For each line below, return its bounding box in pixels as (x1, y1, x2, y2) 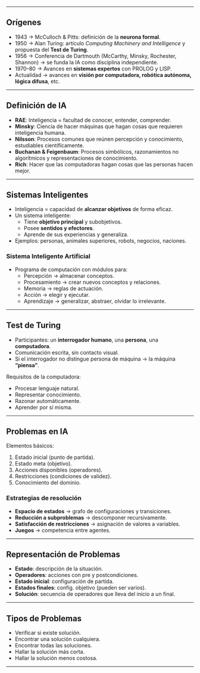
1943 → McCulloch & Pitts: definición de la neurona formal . (14, 33, 161, 41)
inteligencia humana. (14, 129, 66, 136)
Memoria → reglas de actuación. (23, 284, 104, 292)
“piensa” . (14, 361, 40, 368)
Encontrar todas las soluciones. (14, 642, 92, 649)
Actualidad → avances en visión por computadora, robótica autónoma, (14, 71, 192, 78)
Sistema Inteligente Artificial (6, 252, 90, 260)
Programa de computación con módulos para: (14, 266, 128, 273)
